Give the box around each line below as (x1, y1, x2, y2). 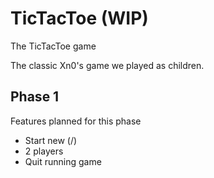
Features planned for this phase (10, 115, 142, 127)
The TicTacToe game (10, 40, 97, 52)
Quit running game (24, 155, 102, 167)
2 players (24, 145, 64, 157)
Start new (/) (24, 134, 78, 146)
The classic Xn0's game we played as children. (10, 59, 205, 71)
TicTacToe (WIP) (10, 7, 149, 30)
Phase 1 (10, 88, 60, 106)
